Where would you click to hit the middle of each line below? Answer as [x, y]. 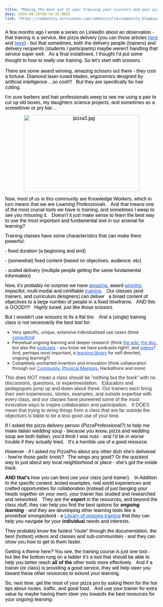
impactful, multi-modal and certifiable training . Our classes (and [74, 291]
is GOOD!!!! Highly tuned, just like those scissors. [59, 307]
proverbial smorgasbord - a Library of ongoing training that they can [77, 516]
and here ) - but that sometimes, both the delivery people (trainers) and [81, 43]
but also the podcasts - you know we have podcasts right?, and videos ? [84, 348]
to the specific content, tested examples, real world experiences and [78, 483]
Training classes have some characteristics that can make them [73, 236]
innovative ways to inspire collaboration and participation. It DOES [77, 405]
